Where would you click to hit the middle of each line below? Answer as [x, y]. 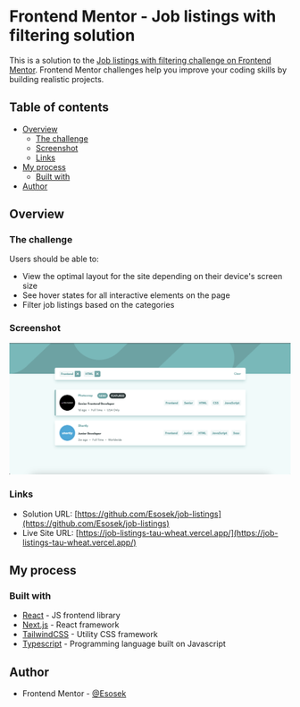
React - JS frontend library [71, 616]
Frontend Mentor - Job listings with [143, 17]
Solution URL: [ [50, 514]
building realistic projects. [57, 79]
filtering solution [72, 35]
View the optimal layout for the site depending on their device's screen [152, 277]
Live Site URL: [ [50, 532]
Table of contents [59, 108]
